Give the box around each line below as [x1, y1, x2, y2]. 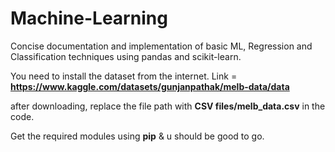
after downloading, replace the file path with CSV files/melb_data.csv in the [10, 100, 326, 112]
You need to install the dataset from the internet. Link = [10, 70, 238, 82]
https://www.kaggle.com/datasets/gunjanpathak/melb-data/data [10, 80, 290, 92]
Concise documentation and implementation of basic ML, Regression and [10, 40, 313, 52]
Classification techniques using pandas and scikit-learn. [10, 50, 242, 62]
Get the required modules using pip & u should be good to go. [10, 130, 265, 142]
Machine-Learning [10, 7, 168, 30]
